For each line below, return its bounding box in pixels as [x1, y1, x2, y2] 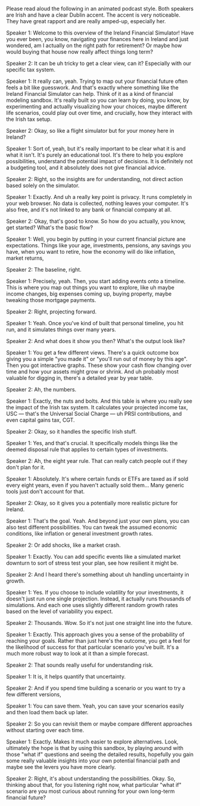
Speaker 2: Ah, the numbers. [6, 386, 77, 393]
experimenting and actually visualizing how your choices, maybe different [6, 103, 187, 110]
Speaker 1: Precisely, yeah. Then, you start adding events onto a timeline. [6, 278, 186, 285]
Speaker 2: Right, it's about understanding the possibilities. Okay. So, [6, 775, 176, 782]
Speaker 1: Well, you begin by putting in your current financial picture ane [6, 235, 186, 242]
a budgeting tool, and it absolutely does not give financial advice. [6, 164, 166, 171]
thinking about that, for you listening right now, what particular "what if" [6, 782, 182, 788]
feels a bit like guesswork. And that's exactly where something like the [6, 84, 179, 91]
